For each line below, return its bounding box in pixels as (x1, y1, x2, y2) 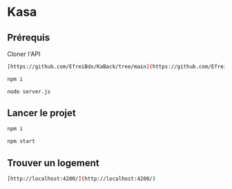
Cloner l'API (7, 50, 41, 58)
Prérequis (7, 32, 50, 43)
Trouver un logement (7, 157, 99, 169)
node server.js (7, 88, 51, 95)
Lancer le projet (7, 108, 76, 119)
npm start (7, 138, 36, 145)
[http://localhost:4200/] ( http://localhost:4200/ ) (7, 175, 156, 182)
